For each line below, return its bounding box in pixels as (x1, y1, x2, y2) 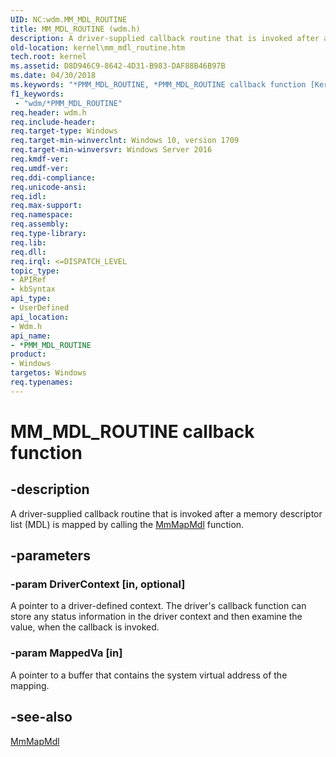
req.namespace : (10, 210, 74, 220)
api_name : (10, 331, 52, 341)
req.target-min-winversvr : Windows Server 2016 (10, 145, 213, 155)
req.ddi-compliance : (10, 172, 97, 183)
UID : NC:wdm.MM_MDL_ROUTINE (10, 14, 128, 25)
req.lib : (10, 237, 47, 248)
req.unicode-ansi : (10, 182, 87, 192)
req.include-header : (10, 117, 97, 127)
